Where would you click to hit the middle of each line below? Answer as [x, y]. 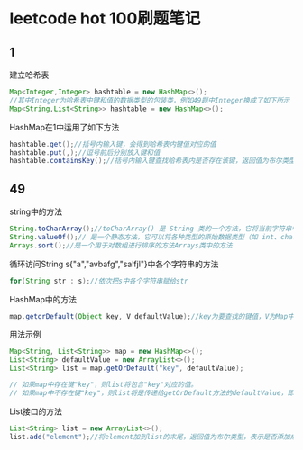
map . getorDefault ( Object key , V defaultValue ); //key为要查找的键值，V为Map [149, 316]
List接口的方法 [36, 411]
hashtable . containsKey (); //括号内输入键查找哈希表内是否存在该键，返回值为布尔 [146, 161]
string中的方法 [36, 211]
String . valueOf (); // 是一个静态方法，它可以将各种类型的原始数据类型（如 [134, 237]
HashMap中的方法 [43, 299]
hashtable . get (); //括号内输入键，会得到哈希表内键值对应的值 [113, 144]
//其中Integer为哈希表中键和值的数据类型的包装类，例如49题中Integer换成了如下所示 [150, 100]
